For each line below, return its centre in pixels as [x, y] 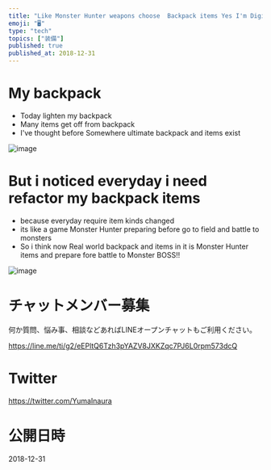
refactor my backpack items [104, 198]
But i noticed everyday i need [108, 181]
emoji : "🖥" [27, 23]
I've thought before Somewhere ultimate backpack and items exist [130, 132]
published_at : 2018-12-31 [52, 53]
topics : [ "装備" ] [36, 38]
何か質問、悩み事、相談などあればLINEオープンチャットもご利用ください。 [132, 329]
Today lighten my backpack [66, 115]
